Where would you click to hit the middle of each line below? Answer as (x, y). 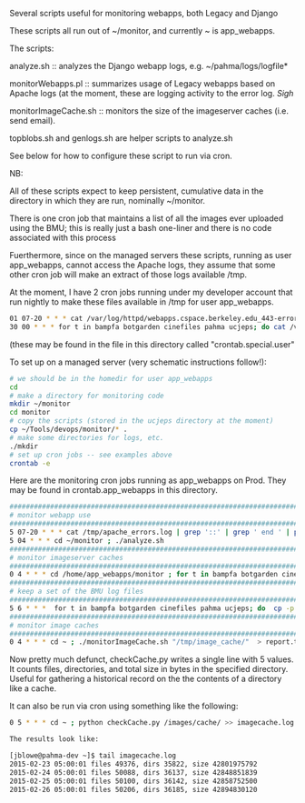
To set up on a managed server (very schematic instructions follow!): (138, 362)
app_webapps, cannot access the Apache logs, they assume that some (143, 265)
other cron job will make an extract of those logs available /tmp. (128, 275)
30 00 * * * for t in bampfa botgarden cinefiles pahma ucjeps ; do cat (148, 326)
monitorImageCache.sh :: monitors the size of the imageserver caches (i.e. (149, 111)
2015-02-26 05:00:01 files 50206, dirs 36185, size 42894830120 (133, 789)
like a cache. (33, 688)
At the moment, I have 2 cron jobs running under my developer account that (151, 292)
